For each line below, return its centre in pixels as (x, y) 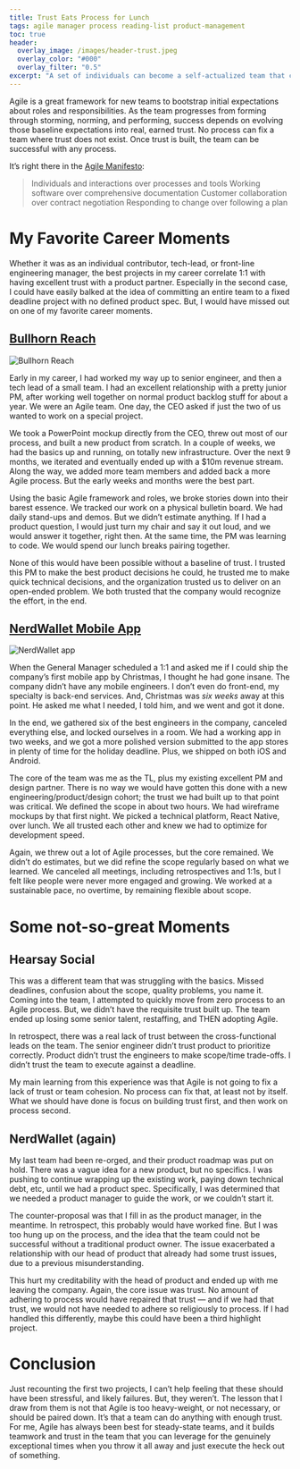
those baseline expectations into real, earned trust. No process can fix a (142, 130)
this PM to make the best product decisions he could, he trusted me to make (150, 572)
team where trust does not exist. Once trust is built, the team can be (134, 139)
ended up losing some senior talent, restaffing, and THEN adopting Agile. (144, 1019)
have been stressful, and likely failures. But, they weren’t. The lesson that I (146, 1398)
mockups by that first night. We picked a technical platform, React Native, (145, 816)
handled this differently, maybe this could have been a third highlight (135, 1319)
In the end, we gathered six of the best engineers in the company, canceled (148, 723)
